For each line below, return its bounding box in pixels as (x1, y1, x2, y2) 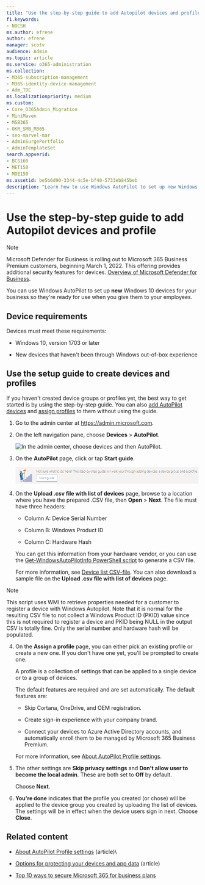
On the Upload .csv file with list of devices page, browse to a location (15, 489, 193, 497)
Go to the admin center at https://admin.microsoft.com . (15, 419, 154, 427)
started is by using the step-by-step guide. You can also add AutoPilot (6, 400, 183, 408)
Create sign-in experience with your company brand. (24, 716, 157, 723)
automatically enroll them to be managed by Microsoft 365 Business (24, 734, 196, 742)
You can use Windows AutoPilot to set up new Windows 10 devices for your (6, 287, 197, 294)
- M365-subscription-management (6, 74, 88, 81)
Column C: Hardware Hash (24, 538, 92, 546)
